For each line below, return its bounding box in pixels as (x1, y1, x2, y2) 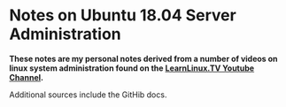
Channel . (9, 72, 44, 82)
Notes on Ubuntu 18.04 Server (9, 5, 236, 26)
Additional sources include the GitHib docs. (9, 89, 167, 100)
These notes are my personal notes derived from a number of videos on (9, 53, 278, 64)
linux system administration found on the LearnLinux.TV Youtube (9, 63, 255, 73)
